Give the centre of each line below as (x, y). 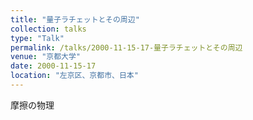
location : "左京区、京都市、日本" (74, 76)
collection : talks (48, 29)
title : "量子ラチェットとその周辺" (75, 19)
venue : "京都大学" (46, 57)
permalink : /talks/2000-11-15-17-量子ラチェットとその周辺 (126, 47)
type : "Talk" (37, 38)
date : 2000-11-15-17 (53, 66)
